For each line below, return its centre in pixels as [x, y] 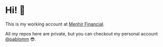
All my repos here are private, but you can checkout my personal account [82, 33]
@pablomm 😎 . [21, 39]
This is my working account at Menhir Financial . [55, 24]
